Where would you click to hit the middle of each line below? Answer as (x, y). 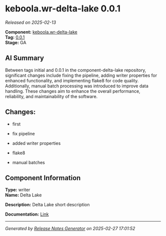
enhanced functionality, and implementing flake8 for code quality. (72, 80)
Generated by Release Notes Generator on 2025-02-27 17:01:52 (70, 229)
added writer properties (36, 143)
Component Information (43, 178)
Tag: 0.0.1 (15, 37)
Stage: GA (16, 42)
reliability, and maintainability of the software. (51, 96)
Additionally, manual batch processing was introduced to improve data (77, 86)
